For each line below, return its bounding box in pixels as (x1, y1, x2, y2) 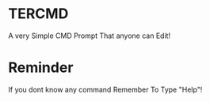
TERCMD (8, 5, 69, 23)
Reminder (8, 59, 74, 77)
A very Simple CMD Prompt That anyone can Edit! (8, 31, 171, 40)
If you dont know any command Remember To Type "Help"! (8, 85, 203, 94)
